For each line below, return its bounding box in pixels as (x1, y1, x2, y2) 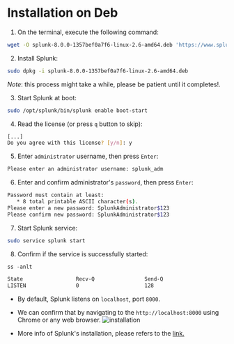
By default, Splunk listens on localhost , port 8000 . (17, 295, 160, 304)
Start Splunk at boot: (17, 93, 77, 102)
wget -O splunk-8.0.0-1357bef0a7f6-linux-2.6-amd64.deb (7, 41, 173, 48)
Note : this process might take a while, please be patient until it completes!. (7, 80, 221, 88)
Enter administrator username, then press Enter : (17, 152, 159, 161)
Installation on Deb (7, 5, 118, 21)
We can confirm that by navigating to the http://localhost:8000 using (17, 308, 219, 317)
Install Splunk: (17, 54, 58, 62)
